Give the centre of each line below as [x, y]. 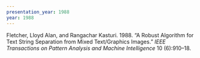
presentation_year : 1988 [38, 12]
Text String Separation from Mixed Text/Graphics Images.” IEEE [86, 42]
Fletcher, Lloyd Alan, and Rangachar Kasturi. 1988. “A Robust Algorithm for [100, 35]
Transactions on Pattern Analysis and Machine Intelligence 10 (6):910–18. [99, 48]
